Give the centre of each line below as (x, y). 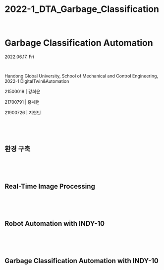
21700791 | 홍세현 (22, 102)
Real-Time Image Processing (50, 186)
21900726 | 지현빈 (23, 112)
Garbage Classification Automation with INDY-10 (82, 261)
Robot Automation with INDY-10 (55, 224)
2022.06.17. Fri (19, 57)
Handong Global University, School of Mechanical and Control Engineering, (82, 76)
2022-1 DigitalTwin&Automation (37, 81)
